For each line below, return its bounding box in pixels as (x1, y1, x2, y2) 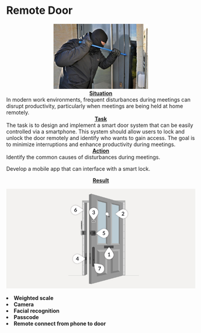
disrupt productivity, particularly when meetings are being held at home (6, 102, 184, 109)
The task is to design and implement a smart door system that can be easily (6, 121, 194, 129)
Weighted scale (14, 295, 54, 302)
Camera (14, 301, 34, 308)
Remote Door (6, 4, 73, 17)
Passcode (14, 314, 39, 321)
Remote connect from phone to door (14, 320, 106, 328)
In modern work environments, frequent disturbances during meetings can (6, 96, 191, 103)
